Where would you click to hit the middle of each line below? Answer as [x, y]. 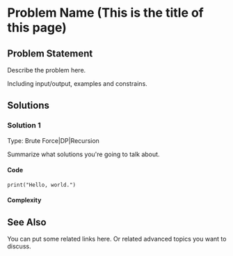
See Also [27, 222]
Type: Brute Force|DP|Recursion [53, 140]
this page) [37, 28]
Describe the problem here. [47, 70]
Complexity [24, 200]
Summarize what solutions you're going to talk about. [83, 154]
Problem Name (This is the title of [105, 13]
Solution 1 [24, 126]
